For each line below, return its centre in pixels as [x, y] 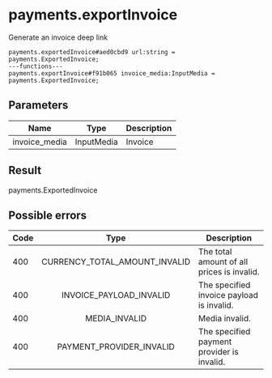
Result [25, 170]
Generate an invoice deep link [58, 37]
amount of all [223, 262]
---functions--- [36, 66]
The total [215, 252]
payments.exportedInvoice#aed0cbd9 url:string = [92, 52]
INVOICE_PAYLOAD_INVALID [116, 295]
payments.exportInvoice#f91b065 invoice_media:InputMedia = [112, 73]
